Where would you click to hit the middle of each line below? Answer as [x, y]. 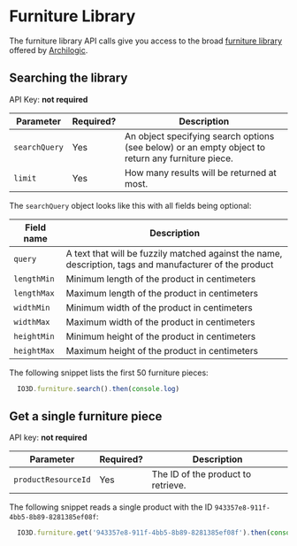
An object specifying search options [199, 136]
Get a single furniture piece [86, 416]
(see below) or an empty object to [195, 147]
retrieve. [169, 486]
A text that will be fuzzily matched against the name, [174, 253]
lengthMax [34, 293]
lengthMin [34, 279]
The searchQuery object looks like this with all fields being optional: [130, 205]
